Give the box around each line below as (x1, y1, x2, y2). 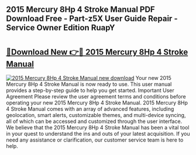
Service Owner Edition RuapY (6, 23, 115, 33)
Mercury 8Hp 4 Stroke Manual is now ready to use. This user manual (6, 81, 172, 87)
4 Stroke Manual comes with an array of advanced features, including (6, 105, 174, 112)
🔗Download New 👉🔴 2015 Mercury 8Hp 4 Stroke (6, 47, 188, 57)
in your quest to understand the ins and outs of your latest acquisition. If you (6, 131, 190, 137)
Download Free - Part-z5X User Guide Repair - (6, 14, 178, 24)
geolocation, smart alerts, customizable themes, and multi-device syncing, (6, 112, 186, 118)
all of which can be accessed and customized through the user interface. (6, 118, 183, 125)
